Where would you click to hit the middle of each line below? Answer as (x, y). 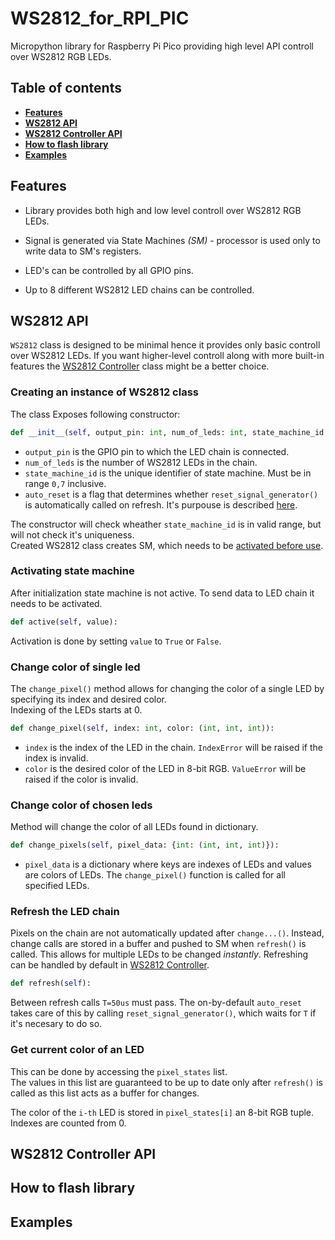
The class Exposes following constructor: (95, 414)
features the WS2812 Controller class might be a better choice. (140, 366)
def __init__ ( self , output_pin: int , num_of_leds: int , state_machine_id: (169, 432)
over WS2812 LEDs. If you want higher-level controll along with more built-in (167, 356)
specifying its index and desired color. (89, 699)
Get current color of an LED (77, 1050)
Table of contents (66, 88)
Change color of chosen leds (81, 805)
